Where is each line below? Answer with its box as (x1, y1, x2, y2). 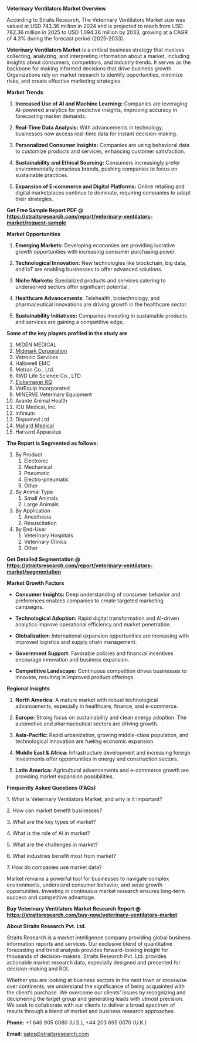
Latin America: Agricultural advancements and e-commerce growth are (15, 767, 189, 773)
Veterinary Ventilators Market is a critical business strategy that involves (6, 46, 185, 53)
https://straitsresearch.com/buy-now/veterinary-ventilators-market (6, 911, 178, 918)
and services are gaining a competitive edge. (15, 319, 124, 325)
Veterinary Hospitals (23, 532, 73, 538)
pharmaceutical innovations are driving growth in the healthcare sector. (15, 301, 188, 308)
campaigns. (15, 604, 44, 610)
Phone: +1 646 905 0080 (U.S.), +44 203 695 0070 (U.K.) (6, 1019, 147, 1026)
